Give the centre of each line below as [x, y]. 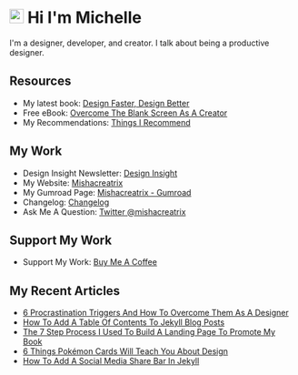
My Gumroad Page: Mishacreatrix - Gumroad [107, 192]
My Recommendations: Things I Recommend [106, 122]
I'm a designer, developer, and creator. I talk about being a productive [139, 43]
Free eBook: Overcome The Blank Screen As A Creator [125, 113]
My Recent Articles [65, 291]
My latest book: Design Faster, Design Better [106, 103]
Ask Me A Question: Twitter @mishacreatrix [104, 211]
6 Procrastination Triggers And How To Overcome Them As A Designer [155, 313]
